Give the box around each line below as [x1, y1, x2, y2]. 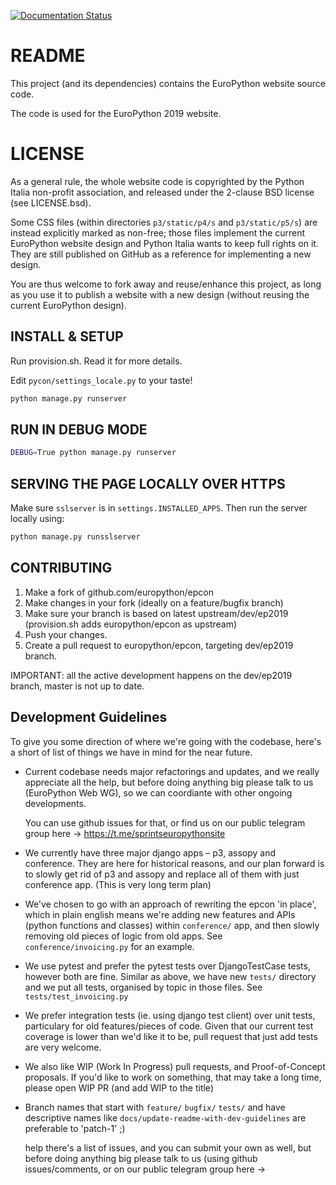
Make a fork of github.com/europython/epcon [24, 586, 214, 598]
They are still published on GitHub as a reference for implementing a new [10, 248, 312, 260]
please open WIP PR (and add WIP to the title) [24, 1081, 214, 1094]
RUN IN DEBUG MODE [10, 421, 148, 438]
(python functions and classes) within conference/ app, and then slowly [24, 919, 320, 931]
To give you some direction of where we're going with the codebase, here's [10, 735, 322, 747]
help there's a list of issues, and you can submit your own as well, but [24, 1141, 312, 1154]
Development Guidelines [10, 709, 168, 726]
